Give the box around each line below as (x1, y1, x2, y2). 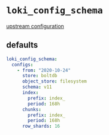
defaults (6, 40, 38, 50)
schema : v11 (22, 84, 52, 90)
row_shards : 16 (22, 123, 60, 130)
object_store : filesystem (22, 78, 87, 84)
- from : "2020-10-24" (17, 67, 71, 74)
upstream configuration (6, 22, 65, 30)
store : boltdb (22, 73, 58, 79)
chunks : (22, 106, 42, 113)
